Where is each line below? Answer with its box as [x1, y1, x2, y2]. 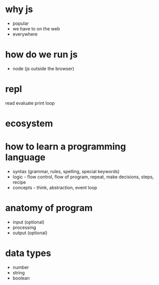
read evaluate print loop [5, 100, 55, 106]
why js [5, 4, 33, 15]
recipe [12, 179, 26, 185]
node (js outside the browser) [12, 65, 75, 71]
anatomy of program [5, 202, 93, 214]
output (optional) [12, 229, 48, 236]
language [5, 152, 46, 163]
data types [5, 248, 51, 259]
